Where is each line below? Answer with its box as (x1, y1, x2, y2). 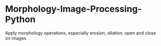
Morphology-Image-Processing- (5, 3, 142, 15)
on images (5, 35, 27, 41)
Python (5, 14, 36, 25)
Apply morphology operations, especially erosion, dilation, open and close (5, 30, 157, 36)
